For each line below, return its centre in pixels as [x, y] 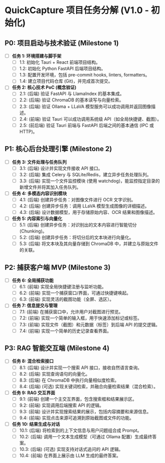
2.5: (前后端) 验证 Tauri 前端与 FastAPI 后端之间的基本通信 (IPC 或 [87, 125]
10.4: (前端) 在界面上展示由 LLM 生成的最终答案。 [70, 455]
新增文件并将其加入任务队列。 [50, 187]
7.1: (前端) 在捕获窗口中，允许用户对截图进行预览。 [71, 312]
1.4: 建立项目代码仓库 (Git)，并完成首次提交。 [66, 81]
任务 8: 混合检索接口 [33, 361]
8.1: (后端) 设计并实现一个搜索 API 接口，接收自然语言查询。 [80, 368]
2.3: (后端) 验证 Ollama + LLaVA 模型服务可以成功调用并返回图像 [85, 106]
